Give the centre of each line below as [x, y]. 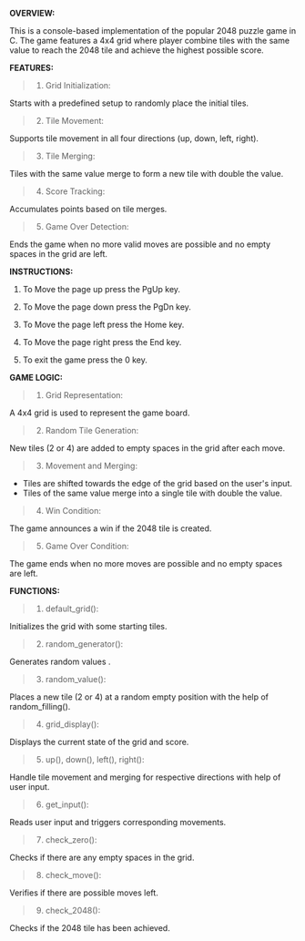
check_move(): [73, 875]
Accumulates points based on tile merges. [88, 209]
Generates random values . [60, 661]
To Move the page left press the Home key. [103, 324]
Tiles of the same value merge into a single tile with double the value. [152, 493]
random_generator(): [84, 644]
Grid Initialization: [78, 85]
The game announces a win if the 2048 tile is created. [111, 528]
